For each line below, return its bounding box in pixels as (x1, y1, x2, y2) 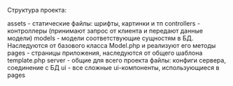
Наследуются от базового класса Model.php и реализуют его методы (7, 42, 216, 49)
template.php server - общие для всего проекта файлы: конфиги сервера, (7, 56, 226, 64)
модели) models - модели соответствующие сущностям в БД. (7, 34, 194, 42)
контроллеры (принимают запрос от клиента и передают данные (7, 27, 204, 35)
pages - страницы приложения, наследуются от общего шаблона (7, 49, 203, 57)
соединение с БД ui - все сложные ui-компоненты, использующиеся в (7, 64, 220, 71)
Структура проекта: (7, 6, 67, 14)
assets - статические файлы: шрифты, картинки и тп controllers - (7, 19, 201, 27)
